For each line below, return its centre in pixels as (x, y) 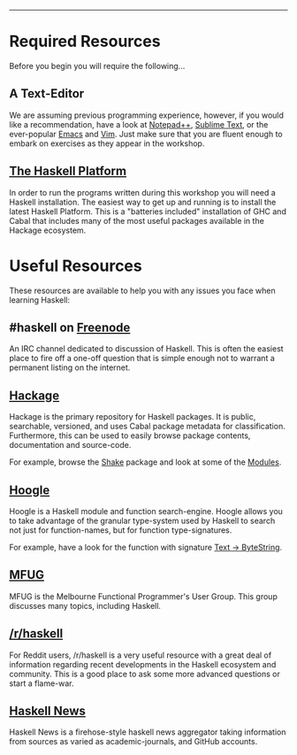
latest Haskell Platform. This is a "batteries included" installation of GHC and (148, 211)
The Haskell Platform (68, 171)
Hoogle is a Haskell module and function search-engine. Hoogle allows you (146, 511)
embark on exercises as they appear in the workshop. (107, 143)
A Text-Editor (47, 94)
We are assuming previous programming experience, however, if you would (147, 115)
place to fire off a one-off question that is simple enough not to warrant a (142, 358)
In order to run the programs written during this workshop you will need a (142, 192)
